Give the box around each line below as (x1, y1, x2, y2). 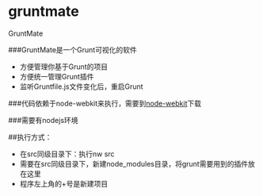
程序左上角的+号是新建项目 (19, 179, 109, 188)
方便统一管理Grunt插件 (19, 71, 94, 81)
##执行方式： (8, 132, 52, 141)
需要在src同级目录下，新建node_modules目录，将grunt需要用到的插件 (19, 159, 248, 168)
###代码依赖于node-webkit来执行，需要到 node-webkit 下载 (8, 98, 202, 108)
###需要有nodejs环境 (8, 115, 78, 125)
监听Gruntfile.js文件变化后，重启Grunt (19, 82, 144, 91)
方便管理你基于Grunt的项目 (19, 62, 109, 71)
